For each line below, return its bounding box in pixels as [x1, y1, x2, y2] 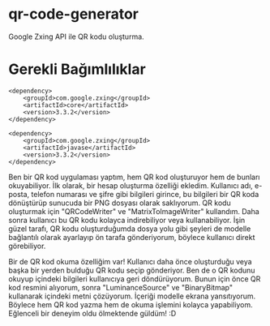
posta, [8, 189, 30, 199]
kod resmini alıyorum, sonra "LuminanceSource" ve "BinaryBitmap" [8, 282, 234, 292]
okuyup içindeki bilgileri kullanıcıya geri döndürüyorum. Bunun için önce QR [8, 273, 261, 284]
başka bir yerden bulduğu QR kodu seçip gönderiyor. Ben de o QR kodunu [8, 265, 255, 275]
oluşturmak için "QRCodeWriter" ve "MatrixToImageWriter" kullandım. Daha [8, 206, 259, 216]
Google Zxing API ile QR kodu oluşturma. [8, 32, 144, 41]
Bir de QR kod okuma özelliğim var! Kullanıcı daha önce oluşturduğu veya [8, 256, 253, 266]
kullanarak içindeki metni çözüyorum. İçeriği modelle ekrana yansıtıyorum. [8, 291, 256, 301]
